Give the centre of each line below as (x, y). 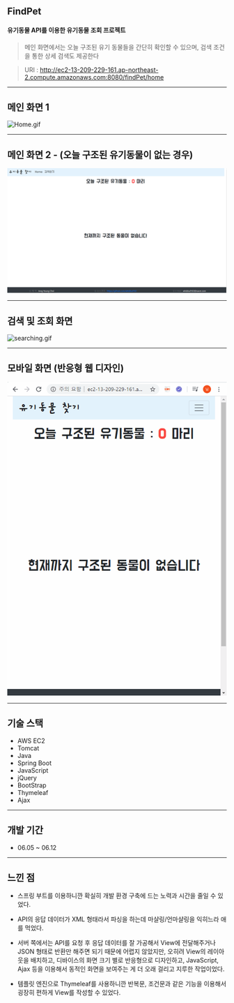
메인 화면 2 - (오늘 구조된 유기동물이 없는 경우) (100, 155)
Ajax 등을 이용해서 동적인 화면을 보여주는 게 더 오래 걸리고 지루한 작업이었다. (121, 969)
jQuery (27, 778)
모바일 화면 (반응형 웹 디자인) (65, 368)
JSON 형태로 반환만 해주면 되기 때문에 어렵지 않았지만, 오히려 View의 (111, 951)
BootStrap (32, 785)
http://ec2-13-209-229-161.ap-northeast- (99, 70)
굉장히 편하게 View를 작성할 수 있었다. (69, 993)
